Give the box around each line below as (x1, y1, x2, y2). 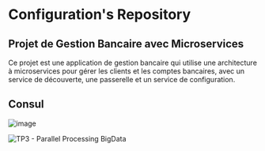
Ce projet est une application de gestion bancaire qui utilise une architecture (8, 58, 257, 67)
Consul (8, 97, 45, 111)
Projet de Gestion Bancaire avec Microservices (8, 37, 244, 51)
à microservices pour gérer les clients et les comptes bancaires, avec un (8, 66, 245, 76)
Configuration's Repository (8, 6, 191, 24)
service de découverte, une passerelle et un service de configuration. (8, 75, 236, 84)
